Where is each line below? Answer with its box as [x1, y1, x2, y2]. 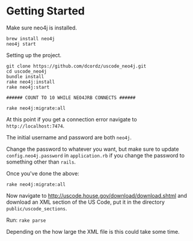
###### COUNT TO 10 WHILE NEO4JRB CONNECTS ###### [6, 94, 136, 100]
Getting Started [6, 4, 85, 18]
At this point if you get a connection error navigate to [6, 115, 137, 123]
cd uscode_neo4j [6, 68, 47, 75]
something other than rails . [6, 158, 76, 165]
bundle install [6, 73, 44, 79]
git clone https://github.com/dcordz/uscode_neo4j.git [6, 63, 147, 69]
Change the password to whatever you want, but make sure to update [6, 145, 179, 153]
